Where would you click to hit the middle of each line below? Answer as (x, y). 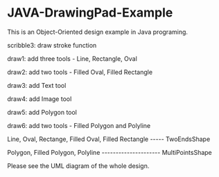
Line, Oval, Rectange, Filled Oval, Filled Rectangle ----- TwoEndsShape (109, 139)
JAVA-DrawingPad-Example (90, 13)
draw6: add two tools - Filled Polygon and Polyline (79, 125)
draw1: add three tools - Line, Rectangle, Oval (72, 58)
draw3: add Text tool (37, 85)
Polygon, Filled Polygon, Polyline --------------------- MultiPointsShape (110, 152)
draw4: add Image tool (40, 99)
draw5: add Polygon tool (42, 112)
